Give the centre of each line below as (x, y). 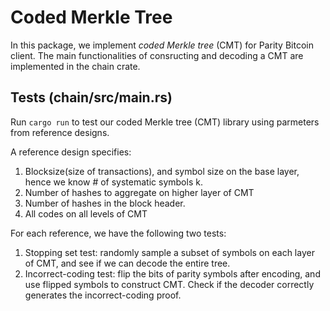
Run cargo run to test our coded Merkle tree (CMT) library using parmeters (165, 122)
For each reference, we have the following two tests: (118, 233)
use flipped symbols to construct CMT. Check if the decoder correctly (169, 284)
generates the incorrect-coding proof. (103, 295)
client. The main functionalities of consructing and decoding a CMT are (157, 55)
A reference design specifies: (71, 152)
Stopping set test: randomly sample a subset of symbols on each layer (169, 252)
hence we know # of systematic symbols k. (113, 182)
